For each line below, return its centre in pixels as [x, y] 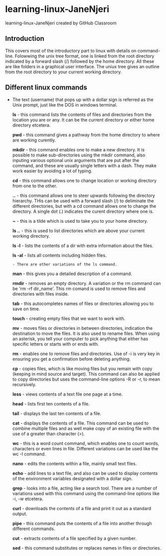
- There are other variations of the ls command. [65, 264]
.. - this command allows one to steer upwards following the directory [83, 195]
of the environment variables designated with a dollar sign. [72, 478]
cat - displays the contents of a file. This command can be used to [81, 423]
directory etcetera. [31, 125]
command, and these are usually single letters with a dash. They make [84, 165]
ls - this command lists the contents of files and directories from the [82, 114]
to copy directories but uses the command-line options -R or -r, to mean [86, 379]
